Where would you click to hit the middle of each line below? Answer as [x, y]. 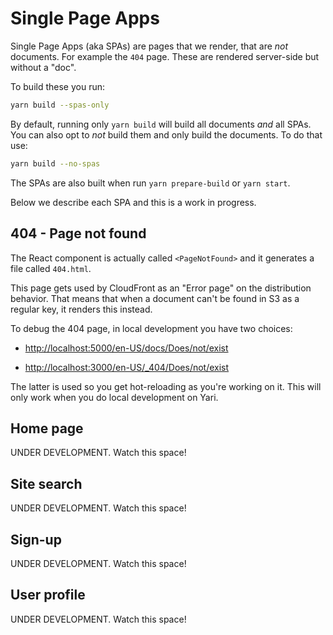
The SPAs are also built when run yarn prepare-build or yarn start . [150, 183]
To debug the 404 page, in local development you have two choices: [151, 328]
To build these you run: [57, 86]
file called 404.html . [51, 268]
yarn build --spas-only [60, 105]
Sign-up [36, 539]
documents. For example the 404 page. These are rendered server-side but [165, 56]
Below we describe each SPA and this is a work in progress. [133, 202]
